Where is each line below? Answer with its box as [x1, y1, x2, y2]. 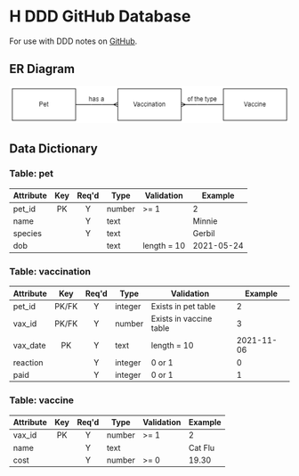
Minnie [192, 216, 218, 226]
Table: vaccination [9, 265, 92, 277]
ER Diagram [9, 62, 76, 77]
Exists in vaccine [150, 314, 213, 324]
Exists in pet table [150, 300, 216, 311]
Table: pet [9, 168, 54, 180]
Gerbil [192, 228, 215, 239]
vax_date [12, 340, 46, 350]
